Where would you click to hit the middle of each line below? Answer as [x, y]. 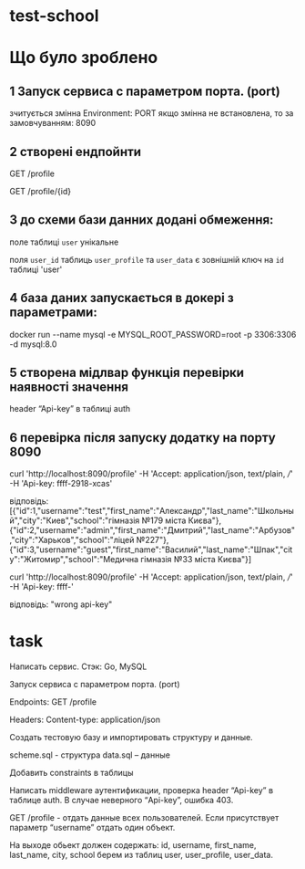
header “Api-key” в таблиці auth [70, 409]
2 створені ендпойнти [76, 152]
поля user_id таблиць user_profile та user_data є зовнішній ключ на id [147, 259]
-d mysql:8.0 [33, 344]
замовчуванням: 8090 [53, 123]
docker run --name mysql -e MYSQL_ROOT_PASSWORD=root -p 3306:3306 [153, 334]
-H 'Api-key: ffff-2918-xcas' [61, 484]
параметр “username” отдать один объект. [92, 828]
